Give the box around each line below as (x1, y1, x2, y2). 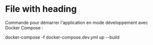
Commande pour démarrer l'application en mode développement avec (5, 20, 148, 25)
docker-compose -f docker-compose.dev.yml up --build (5, 34, 120, 40)
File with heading (5, 3, 77, 15)
